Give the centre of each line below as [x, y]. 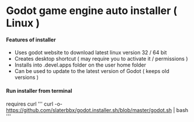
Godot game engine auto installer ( [92, 11]
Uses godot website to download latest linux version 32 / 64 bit [91, 53]
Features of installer [31, 40]
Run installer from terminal [39, 90]
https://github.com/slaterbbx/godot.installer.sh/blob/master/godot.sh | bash [97, 110]
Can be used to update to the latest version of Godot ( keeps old [92, 71]
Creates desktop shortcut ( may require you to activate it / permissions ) [101, 59]
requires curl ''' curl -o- [34, 104]
